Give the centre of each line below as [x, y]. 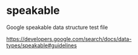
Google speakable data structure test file [57, 27]
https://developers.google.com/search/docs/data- [69, 39]
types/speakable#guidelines [42, 45]
